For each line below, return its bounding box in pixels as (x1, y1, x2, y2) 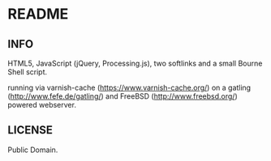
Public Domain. (7, 145, 58, 155)
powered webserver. (7, 100, 76, 109)
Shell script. (7, 67, 48, 77)
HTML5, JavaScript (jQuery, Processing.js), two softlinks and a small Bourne (7, 58, 263, 68)
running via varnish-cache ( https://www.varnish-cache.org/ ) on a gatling (7, 83, 252, 92)
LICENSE (7, 123, 54, 138)
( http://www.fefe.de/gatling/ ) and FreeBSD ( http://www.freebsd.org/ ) (7, 91, 239, 101)
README (7, 5, 69, 23)
